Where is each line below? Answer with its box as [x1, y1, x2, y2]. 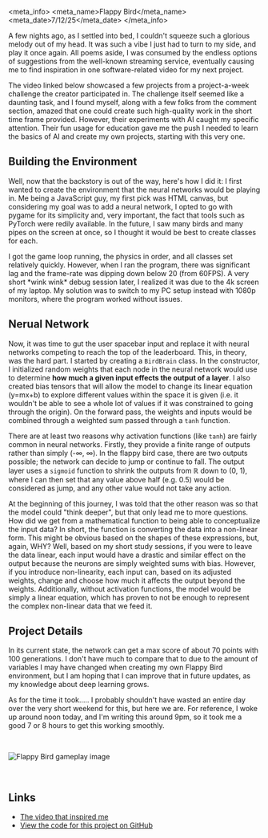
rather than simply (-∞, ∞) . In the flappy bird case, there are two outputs [8, 448, 248, 458]
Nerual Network [8, 317, 90, 332]
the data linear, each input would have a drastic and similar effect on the [8, 550, 246, 559]
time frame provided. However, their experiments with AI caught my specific [8, 115, 259, 124]
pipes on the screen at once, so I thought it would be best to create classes [8, 227, 257, 237]
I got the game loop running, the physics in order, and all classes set [8, 251, 234, 261]
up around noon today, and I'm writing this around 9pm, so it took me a [8, 712, 242, 722]
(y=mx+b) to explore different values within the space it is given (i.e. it [8, 389, 238, 400]
